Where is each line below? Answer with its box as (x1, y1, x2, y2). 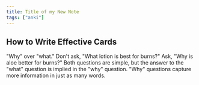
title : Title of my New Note (6, 8, 79, 15)
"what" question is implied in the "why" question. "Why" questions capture (6, 66, 192, 73)
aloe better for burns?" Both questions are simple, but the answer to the (6, 59, 184, 66)
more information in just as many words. (6, 72, 106, 79)
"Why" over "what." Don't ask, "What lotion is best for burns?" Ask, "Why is (6, 52, 194, 60)
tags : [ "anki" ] (6, 14, 44, 20)
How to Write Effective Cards (6, 37, 117, 47)
